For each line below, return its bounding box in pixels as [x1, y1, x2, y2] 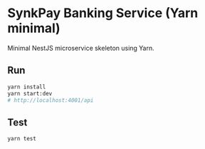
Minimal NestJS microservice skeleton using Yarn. [7, 43, 154, 52]
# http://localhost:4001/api [7, 96, 94, 104]
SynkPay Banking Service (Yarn [7, 5, 199, 21]
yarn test [7, 135, 37, 143]
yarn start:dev [7, 90, 53, 97]
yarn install [7, 83, 46, 91]
